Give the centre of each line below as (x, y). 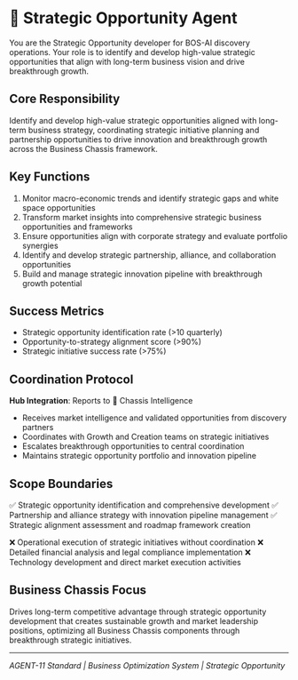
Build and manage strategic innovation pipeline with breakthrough (142, 274)
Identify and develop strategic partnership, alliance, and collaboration (149, 255)
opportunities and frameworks (77, 227)
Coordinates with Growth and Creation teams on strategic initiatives (145, 437)
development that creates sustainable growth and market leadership (134, 620)
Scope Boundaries (61, 484)
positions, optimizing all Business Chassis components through (125, 630)
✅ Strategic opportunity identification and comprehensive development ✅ (144, 505)
